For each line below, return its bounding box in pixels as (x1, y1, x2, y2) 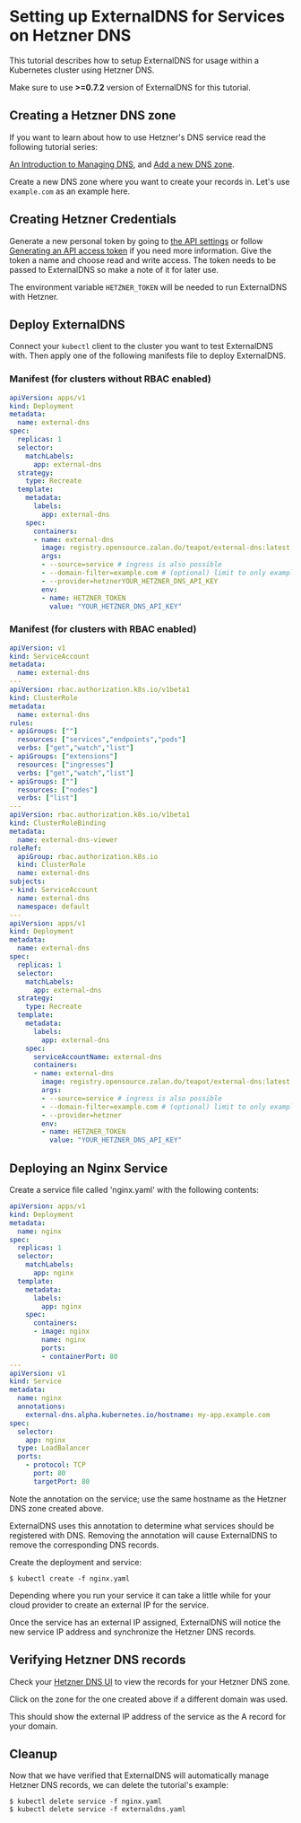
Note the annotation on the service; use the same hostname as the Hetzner (9, 1493, 287, 1504)
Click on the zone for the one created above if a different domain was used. (9, 1694, 288, 1705)
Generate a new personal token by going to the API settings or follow (9, 235, 263, 246)
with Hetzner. (9, 291, 59, 302)
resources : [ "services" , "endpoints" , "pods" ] (17, 735, 186, 744)
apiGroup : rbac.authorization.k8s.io (17, 852, 159, 861)
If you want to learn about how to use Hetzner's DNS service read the (9, 132, 267, 143)
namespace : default (17, 902, 90, 911)
